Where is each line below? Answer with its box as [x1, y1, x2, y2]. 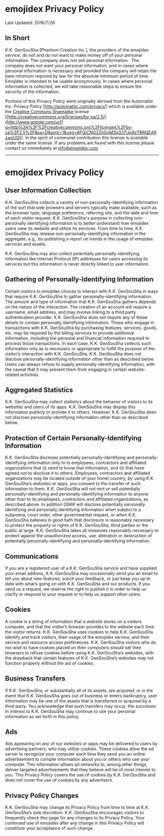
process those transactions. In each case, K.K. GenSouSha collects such [5, 340, 151, 346]
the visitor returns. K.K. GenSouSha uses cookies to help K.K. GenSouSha [5, 629, 153, 635]
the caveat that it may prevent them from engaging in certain [5, 366, 127, 372]
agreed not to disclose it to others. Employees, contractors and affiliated [5, 470, 150, 476]
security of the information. [5, 88, 60, 94]
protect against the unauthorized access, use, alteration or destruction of [5, 533, 152, 539]
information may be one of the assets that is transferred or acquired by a [5, 698, 151, 704]
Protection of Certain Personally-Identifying [5, 434, 142, 442]
